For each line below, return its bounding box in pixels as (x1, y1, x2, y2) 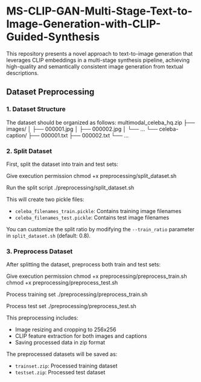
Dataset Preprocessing (6, 87, 95, 97)
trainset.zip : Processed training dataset (14, 362, 118, 370)
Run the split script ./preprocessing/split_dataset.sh (6, 183, 135, 191)
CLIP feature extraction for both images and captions (14, 332, 147, 340)
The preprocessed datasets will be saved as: (6, 351, 118, 358)
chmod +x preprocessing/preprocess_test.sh (6, 279, 118, 286)
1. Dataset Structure (6, 105, 66, 113)
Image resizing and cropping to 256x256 (14, 326, 116, 334)
